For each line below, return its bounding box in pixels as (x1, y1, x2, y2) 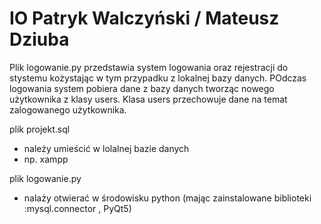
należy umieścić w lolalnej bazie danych (23, 142, 190, 154)
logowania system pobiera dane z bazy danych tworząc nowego (9, 82, 275, 94)
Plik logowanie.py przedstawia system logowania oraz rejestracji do (9, 61, 289, 73)
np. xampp (23, 153, 69, 165)
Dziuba (9, 28, 70, 51)
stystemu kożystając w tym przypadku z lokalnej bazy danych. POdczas (9, 72, 307, 84)
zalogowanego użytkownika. (9, 103, 127, 116)
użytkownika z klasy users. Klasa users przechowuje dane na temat (9, 93, 288, 105)
